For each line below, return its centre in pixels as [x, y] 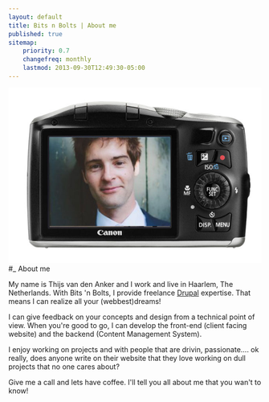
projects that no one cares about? [64, 367]
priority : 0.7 [46, 51]
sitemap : [23, 43]
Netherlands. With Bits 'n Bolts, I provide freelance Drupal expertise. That [130, 293]
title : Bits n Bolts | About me [62, 25]
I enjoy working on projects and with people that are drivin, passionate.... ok [134, 349]
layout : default [35, 17]
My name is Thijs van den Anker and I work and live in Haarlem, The [121, 284]
